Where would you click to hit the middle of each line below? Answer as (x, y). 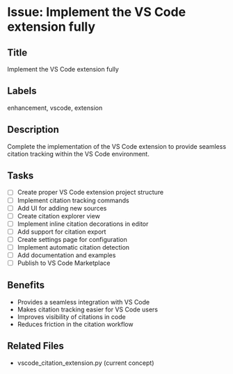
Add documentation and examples (66, 255)
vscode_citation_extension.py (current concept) (86, 363)
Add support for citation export (62, 231)
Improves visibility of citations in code (72, 316)
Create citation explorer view (59, 216)
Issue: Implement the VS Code (97, 12)
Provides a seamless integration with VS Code (83, 302)
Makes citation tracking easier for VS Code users (88, 309)
